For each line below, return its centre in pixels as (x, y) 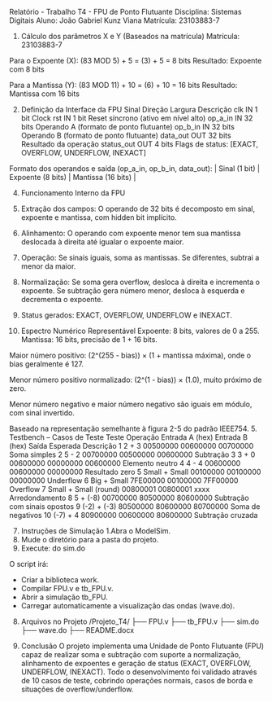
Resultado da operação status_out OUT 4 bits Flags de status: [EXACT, (140, 144)
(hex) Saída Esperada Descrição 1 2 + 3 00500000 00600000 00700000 (132, 446)
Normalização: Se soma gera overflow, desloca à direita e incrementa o (140, 282)
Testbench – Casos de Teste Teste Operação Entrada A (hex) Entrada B (129, 437)
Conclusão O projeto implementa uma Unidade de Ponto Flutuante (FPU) (142, 646)
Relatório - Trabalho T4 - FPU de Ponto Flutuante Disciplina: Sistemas (125, 12)
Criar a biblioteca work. (60, 580)
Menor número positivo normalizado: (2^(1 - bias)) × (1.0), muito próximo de (136, 380)
